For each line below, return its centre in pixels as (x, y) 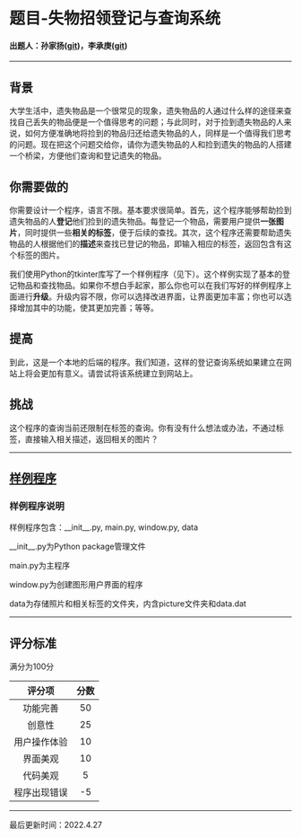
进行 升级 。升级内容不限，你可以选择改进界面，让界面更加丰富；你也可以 (150, 296)
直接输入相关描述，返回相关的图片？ (91, 439)
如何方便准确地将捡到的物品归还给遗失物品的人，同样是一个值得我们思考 (158, 133)
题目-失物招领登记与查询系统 (115, 18)
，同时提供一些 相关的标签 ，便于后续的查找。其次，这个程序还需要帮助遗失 (155, 233)
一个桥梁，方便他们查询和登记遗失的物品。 (88, 156)
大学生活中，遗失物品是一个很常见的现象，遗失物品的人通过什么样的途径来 (146, 111)
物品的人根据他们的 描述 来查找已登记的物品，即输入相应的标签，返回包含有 (146, 244)
